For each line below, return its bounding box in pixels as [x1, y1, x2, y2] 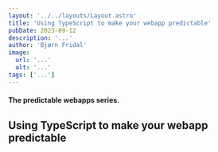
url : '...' [15, 57, 52, 64]
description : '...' [8, 33, 73, 42]
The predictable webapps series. [8, 95, 120, 105]
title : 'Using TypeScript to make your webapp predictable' [8, 19, 212, 27]
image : [8, 49, 30, 57]
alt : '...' [15, 64, 52, 72]
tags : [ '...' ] [8, 71, 56, 79]
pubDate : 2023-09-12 [8, 26, 77, 34]
